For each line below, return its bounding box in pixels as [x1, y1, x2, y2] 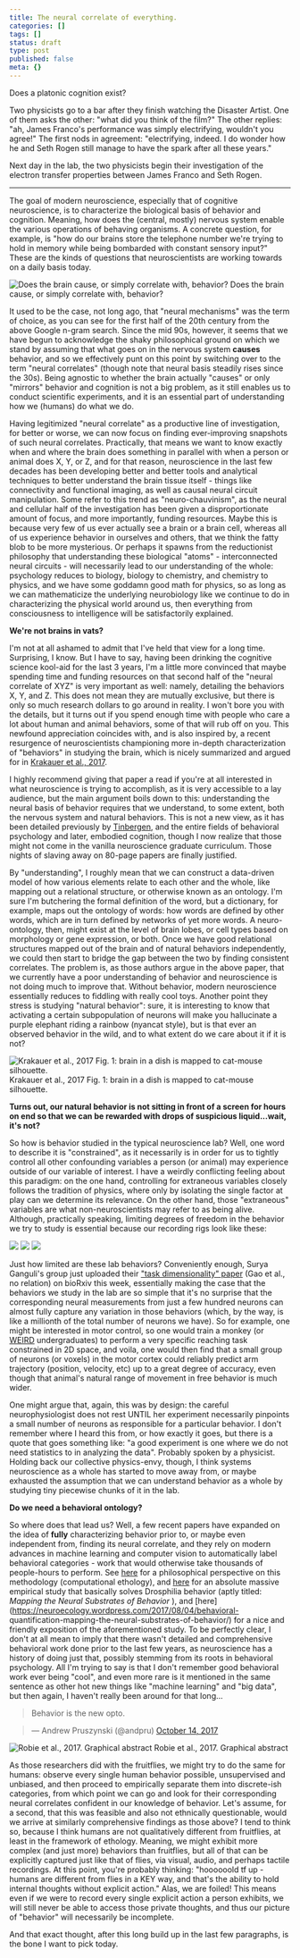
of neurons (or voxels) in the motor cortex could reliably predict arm [9, 1353, 259, 1364]
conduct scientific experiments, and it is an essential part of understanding [9, 391, 285, 402]
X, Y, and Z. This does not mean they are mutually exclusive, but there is [9, 690, 275, 701]
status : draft [9, 38, 62, 47]
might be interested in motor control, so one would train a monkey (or [9, 1324, 265, 1336]
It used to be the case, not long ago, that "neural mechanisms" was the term [9, 306, 290, 316]
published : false [9, 55, 74, 63]
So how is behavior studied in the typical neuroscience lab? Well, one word [9, 1137, 286, 1148]
